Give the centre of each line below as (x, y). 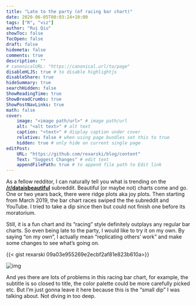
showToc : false (25, 34)
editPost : (18, 148)
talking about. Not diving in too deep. (51, 296)
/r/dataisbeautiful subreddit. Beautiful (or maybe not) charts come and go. (97, 188)
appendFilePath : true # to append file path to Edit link (89, 165)
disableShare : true (30, 77)
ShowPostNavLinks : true (35, 105)
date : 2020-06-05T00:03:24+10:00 (47, 17)
